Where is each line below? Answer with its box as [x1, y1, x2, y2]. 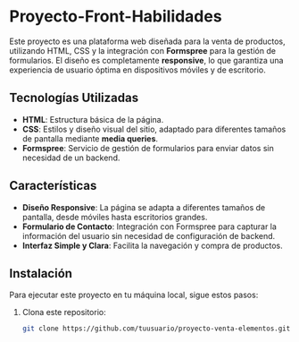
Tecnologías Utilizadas [9, 90, 139, 106]
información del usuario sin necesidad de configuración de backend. [21, 230, 276, 241]
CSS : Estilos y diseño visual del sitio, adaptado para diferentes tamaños [21, 124, 287, 134]
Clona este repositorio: [21, 307, 106, 318]
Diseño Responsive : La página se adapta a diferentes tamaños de [21, 201, 266, 212]
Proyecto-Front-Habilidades [9, 6, 222, 27]
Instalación [9, 266, 73, 281]
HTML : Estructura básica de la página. [21, 114, 164, 124]
